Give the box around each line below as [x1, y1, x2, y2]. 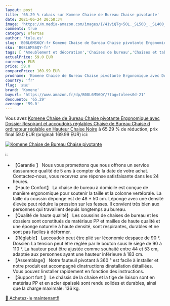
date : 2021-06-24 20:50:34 [5, 17, 62, 22]
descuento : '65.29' [5, 97, 47, 102]
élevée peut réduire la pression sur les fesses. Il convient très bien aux [12, 201, 159, 207]
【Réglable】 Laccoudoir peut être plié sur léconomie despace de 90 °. [12, 235, 161, 241]
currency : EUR [5, 59, 35, 64]
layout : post [5, 7, 33, 13]
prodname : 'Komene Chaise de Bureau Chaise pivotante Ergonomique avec [5, 73, 159, 78]
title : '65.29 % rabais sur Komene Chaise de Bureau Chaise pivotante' [5, 12, 159, 17]
